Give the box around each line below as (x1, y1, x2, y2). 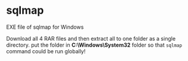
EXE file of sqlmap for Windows (6, 23, 84, 30)
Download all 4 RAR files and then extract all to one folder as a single (6, 35, 176, 42)
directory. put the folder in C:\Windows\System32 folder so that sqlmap (6, 41, 183, 48)
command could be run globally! (6, 47, 86, 54)
